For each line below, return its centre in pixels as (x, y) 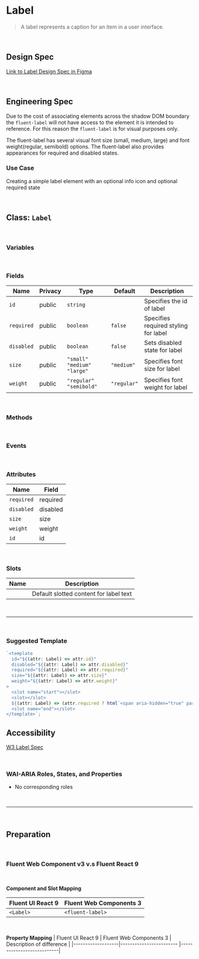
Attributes (21, 474)
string (76, 305)
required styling (166, 326)
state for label (163, 350)
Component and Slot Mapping (44, 889)
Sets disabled (163, 343)
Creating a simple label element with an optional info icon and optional (92, 181)
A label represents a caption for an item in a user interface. (92, 27)
